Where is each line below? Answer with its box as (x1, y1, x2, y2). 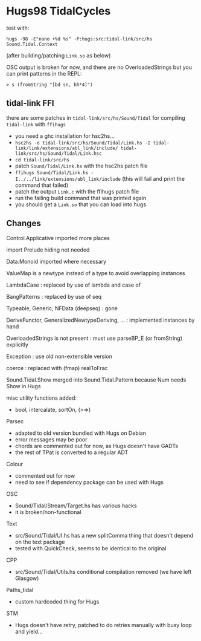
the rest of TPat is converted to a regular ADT (14, 449, 129, 456)
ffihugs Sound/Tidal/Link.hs (14, 169, 89, 176)
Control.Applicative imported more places (6, 234, 110, 241)
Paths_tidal (6, 586, 34, 593)
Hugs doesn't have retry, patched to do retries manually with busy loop (14, 621, 192, 628)
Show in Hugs (6, 382, 41, 389)
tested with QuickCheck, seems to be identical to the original (14, 544, 167, 552)
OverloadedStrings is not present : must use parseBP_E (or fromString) (6, 334, 183, 342)
